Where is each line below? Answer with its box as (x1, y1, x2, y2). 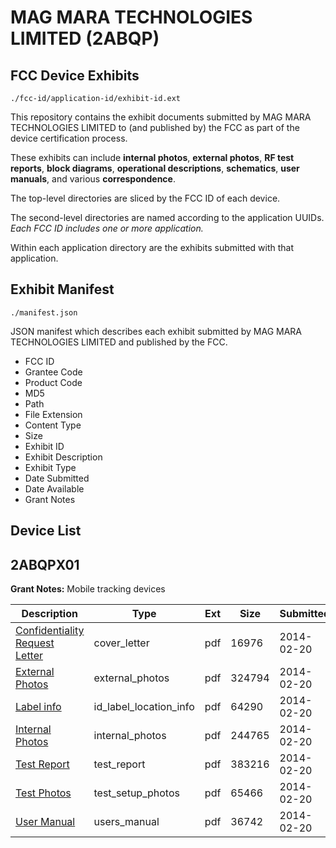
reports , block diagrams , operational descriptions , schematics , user (10, 162, 300, 174)
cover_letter (93, 636, 150, 650)
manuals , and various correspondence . (10, 173, 176, 185)
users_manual (93, 815, 160, 829)
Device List (10, 522, 82, 540)
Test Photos (15, 786, 72, 800)
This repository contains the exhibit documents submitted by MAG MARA (10, 111, 312, 123)
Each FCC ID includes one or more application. (10, 222, 204, 234)
